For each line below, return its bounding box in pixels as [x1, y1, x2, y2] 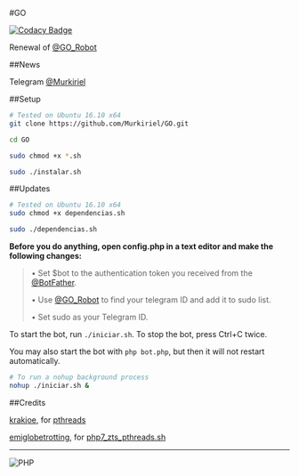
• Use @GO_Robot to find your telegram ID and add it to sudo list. [30, 294, 271, 305]
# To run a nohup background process [9, 373, 149, 382]
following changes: [9, 251, 82, 261]
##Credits [9, 397, 46, 407]
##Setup [9, 93, 42, 104]
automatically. [9, 356, 61, 366]
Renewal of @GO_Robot [9, 42, 98, 52]
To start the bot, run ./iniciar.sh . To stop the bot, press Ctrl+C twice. [9, 329, 268, 339]
